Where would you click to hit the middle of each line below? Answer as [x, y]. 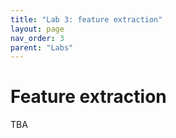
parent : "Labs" [42, 47]
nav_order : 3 [37, 38]
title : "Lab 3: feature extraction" [86, 19]
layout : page [37, 29]
